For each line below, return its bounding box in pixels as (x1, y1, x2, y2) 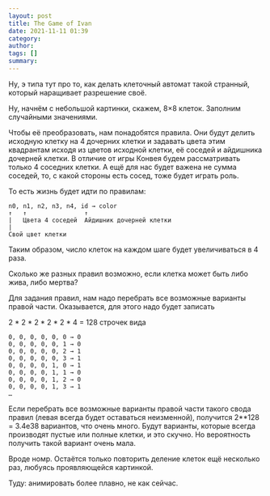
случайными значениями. (8, 112, 99, 121)
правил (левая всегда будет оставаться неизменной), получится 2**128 (8, 412, 260, 422)
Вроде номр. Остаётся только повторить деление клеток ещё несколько (8, 454, 260, 464)
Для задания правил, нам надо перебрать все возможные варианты (8, 293, 247, 303)
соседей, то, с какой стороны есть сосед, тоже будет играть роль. (8, 171, 239, 180)
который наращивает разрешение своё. (8, 87, 147, 97)
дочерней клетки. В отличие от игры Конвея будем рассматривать (8, 153, 241, 163)
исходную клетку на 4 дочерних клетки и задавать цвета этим (8, 136, 226, 146)
